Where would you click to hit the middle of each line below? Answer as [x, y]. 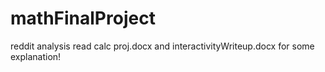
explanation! [36, 56]
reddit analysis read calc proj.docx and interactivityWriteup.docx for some [162, 46]
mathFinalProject [83, 18]
